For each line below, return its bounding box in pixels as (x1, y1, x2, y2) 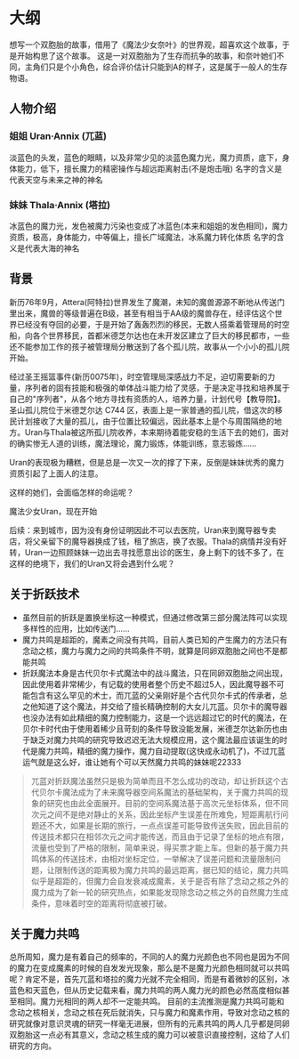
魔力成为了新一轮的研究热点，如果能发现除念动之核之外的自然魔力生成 (30, 886, 289, 897)
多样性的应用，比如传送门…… (21, 623, 130, 634)
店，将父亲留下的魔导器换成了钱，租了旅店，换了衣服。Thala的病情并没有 (9, 536, 279, 546)
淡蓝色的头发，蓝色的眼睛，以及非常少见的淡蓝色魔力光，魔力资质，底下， (9, 152, 282, 163)
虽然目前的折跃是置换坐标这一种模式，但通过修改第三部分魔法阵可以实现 (21, 611, 287, 623)
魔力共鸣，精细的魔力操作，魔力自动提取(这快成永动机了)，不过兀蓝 (37, 745, 287, 756)
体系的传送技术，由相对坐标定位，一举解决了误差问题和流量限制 (38, 853, 273, 864)
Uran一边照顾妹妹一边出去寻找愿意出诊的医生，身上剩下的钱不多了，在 (24, 546, 285, 557)
